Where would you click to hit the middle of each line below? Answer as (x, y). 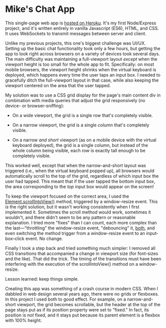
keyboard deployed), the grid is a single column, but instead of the (80, 145)
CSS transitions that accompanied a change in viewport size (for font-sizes (82, 253)
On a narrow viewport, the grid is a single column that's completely (81, 125)
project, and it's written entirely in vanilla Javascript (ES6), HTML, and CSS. (82, 28)
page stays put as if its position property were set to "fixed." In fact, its (77, 310)
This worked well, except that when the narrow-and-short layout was (76, 165)
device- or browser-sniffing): (35, 106)
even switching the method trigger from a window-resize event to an (75, 233)
